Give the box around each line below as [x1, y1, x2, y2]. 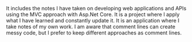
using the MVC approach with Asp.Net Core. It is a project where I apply [6, 11, 180, 18]
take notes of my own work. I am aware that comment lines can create [6, 23, 176, 30]
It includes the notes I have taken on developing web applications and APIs [6, 5, 187, 12]
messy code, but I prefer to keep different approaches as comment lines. [6, 29, 182, 36]
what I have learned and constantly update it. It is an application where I [6, 17, 180, 24]
